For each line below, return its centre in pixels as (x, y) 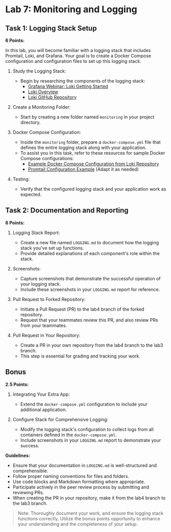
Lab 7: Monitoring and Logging (71, 9)
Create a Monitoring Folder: (42, 107)
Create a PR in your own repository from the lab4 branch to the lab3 (92, 345)
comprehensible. (30, 471)
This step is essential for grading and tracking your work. (80, 356)
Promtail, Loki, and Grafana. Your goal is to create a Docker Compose (78, 56)
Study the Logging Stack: (39, 71)
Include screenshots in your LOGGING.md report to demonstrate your (91, 440)
